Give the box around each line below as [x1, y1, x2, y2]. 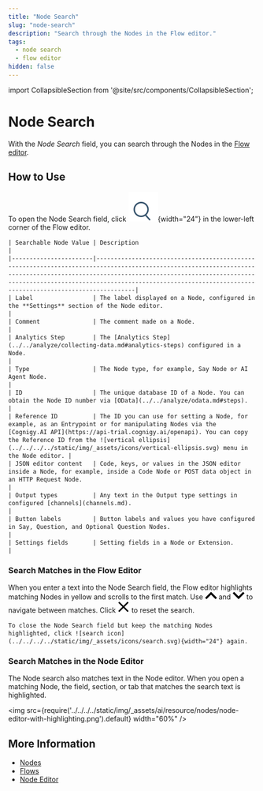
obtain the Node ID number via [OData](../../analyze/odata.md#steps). [8, 396, 248, 404]
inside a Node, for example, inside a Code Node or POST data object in [8, 467, 252, 475]
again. [226, 637, 248, 645]
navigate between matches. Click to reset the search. [8, 605, 195, 615]
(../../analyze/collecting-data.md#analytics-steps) [8, 341, 185, 349]
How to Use [8, 171, 66, 184]
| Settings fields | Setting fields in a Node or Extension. [8, 538, 235, 546]
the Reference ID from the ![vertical [8, 436, 135, 444]
